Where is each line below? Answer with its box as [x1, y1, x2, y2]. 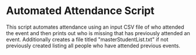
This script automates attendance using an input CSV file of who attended [6, 23, 184, 30]
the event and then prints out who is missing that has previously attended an [6, 29, 190, 36]
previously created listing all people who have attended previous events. [6, 42, 180, 49]
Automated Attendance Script [6, 4, 155, 18]
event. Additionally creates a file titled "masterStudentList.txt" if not [6, 36, 169, 43]
